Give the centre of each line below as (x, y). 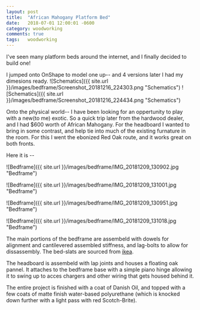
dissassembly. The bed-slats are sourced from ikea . (70, 252)
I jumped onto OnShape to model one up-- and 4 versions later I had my (95, 75)
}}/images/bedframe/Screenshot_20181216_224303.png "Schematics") (93, 87)
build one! (19, 63)
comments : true (25, 34)
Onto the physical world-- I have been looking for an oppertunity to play (95, 112)
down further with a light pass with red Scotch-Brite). (72, 300)
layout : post (22, 12)
